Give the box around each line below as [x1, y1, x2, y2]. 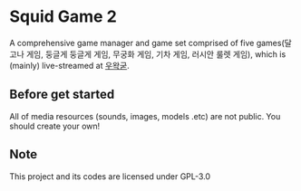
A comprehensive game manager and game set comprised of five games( [9, 37, 285, 48]
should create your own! [9, 120, 101, 131]
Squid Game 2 [9, 6, 118, 27]
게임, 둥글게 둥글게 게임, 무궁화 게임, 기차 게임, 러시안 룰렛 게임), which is [25, 48, 286, 60]
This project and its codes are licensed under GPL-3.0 [9, 170, 211, 182]
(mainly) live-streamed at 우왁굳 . [9, 60, 130, 71]
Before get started [9, 87, 115, 102]
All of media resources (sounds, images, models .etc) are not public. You [9, 110, 281, 121]
